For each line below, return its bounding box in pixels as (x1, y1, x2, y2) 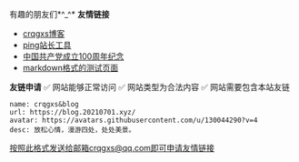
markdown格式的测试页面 (22, 63, 119, 73)
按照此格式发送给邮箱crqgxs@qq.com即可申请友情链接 (9, 143, 215, 153)
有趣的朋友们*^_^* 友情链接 (9, 9, 110, 19)
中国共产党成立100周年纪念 (22, 51, 125, 62)
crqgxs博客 (22, 28, 65, 39)
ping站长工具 (22, 40, 72, 50)
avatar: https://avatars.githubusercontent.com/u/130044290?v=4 (9, 116, 258, 125)
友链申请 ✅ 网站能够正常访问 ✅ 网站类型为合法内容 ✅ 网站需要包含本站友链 (9, 82, 291, 92)
